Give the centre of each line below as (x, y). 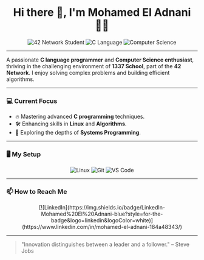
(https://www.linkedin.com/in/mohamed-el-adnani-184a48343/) (102, 227)
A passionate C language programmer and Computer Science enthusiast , (100, 60)
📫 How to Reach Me (37, 192)
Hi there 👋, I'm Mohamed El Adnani (102, 12)
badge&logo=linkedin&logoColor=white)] (102, 220)
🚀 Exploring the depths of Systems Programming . (78, 133)
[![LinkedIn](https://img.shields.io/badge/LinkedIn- (102, 207)
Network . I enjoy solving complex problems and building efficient (88, 72)
